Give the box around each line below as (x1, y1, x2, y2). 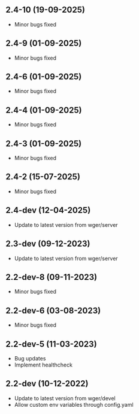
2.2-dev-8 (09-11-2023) (5, 272, 97, 282)
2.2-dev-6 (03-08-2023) (5, 305, 101, 315)
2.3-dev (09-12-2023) (5, 239, 90, 249)
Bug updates (14, 354, 46, 362)
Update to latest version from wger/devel (14, 394, 116, 402)
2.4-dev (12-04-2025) (5, 205, 91, 215)
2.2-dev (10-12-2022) (5, 378, 89, 389)
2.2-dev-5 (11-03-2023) (5, 339, 97, 349)
